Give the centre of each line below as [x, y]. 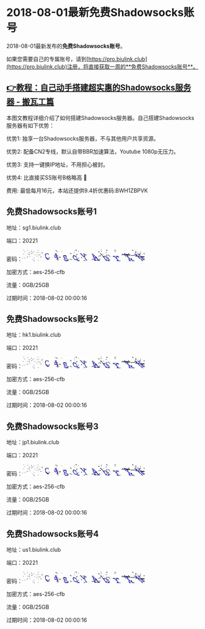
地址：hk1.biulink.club [34, 335]
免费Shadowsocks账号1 [52, 212]
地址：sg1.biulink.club [34, 228]
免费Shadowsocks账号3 [52, 426]
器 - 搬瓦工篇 [30, 102]
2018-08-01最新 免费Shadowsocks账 [100, 13]
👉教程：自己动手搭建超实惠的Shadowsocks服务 [99, 88]
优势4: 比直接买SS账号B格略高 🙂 [47, 177]
